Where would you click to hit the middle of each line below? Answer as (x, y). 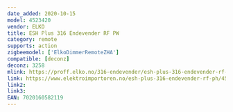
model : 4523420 (29, 20)
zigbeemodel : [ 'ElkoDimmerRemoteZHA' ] (63, 53)
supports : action (32, 46)
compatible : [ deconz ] (38, 59)
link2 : (17, 85)
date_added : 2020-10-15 (42, 14)
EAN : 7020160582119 (35, 98)
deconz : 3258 (26, 65)
